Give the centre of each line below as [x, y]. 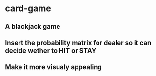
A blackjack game [33, 27]
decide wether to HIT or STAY [51, 50]
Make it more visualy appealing [53, 67]
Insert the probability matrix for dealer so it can [78, 43]
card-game [28, 9]
